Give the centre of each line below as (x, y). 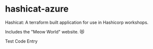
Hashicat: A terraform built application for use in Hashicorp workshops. (77, 22)
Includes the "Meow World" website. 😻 (45, 32)
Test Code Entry (21, 41)
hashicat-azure (37, 9)
